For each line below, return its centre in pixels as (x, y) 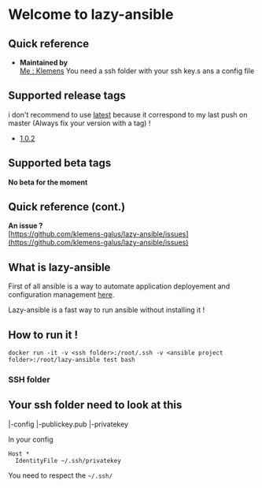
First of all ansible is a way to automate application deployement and (119, 286)
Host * (19, 454)
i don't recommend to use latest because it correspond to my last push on (128, 114)
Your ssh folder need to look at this (95, 405)
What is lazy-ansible (59, 267)
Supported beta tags (60, 163)
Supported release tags (67, 96)
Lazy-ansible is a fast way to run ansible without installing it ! (107, 310)
